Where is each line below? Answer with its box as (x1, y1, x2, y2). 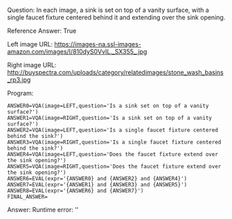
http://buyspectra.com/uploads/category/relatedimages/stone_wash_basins (7, 69, 224, 76)
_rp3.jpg (7, 76, 31, 84)
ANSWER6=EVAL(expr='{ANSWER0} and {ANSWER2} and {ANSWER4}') (7, 175, 188, 182)
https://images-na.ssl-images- (54, 40, 142, 48)
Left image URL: (7, 40, 53, 48)
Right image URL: (7, 61, 57, 69)
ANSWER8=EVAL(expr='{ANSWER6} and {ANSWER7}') (7, 187, 144, 194)
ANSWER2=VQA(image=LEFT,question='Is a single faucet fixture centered (7, 127, 218, 134)
